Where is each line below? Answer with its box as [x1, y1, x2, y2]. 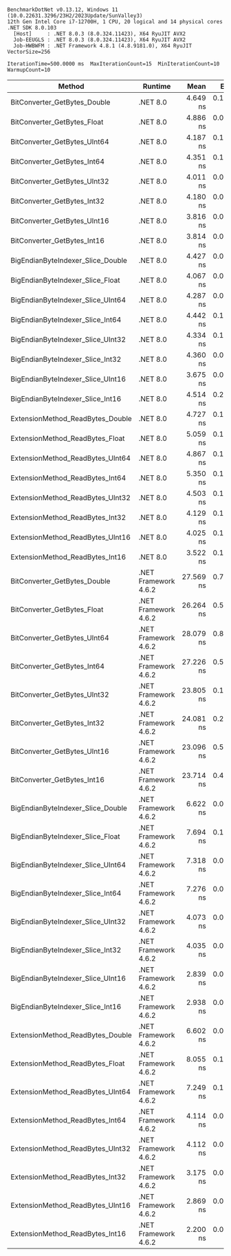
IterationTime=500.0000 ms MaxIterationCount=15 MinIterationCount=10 [7, 61, 220, 67]
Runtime [142, 82, 171, 91]
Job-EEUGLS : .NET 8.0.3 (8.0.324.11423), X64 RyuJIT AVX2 [13, 36, 186, 43]
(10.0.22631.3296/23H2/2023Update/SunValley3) [7, 12, 143, 19]
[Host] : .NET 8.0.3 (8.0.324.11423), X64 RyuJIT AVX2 [13, 30, 186, 37]
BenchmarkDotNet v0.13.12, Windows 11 [7, 6, 118, 13]
